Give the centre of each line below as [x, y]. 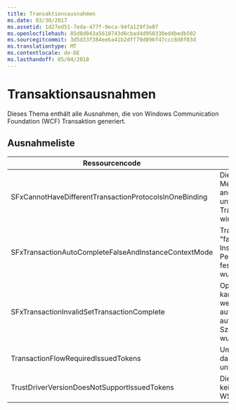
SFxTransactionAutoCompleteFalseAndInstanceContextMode [112, 252]
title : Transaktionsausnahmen [52, 14]
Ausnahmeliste [41, 144]
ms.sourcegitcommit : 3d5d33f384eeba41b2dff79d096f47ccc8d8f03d [102, 40]
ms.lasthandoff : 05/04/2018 [48, 60]
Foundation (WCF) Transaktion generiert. [67, 121]
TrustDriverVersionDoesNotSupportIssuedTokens [92, 387]
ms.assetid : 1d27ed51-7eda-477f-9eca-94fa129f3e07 [83, 27]
